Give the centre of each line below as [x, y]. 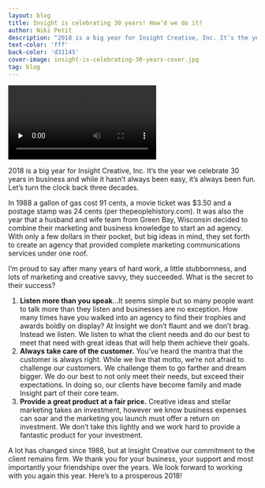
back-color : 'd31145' [44, 52]
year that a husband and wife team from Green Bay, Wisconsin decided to [128, 219]
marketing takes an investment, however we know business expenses [133, 410]
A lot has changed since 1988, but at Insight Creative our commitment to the [132, 450]
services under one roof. [48, 253]
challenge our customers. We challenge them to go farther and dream [133, 368]
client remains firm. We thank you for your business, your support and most [131, 459]
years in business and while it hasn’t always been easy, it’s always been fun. [132, 179]
